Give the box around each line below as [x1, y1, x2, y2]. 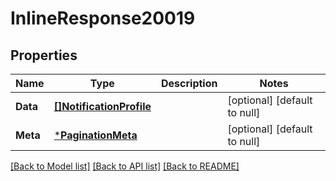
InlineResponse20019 [10, 7, 196, 30]
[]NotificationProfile [53, 100, 152, 113]
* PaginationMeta [53, 128, 138, 142]
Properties [10, 47, 78, 64]
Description [161, 77, 218, 90]
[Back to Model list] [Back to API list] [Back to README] [10, 160, 240, 172]
